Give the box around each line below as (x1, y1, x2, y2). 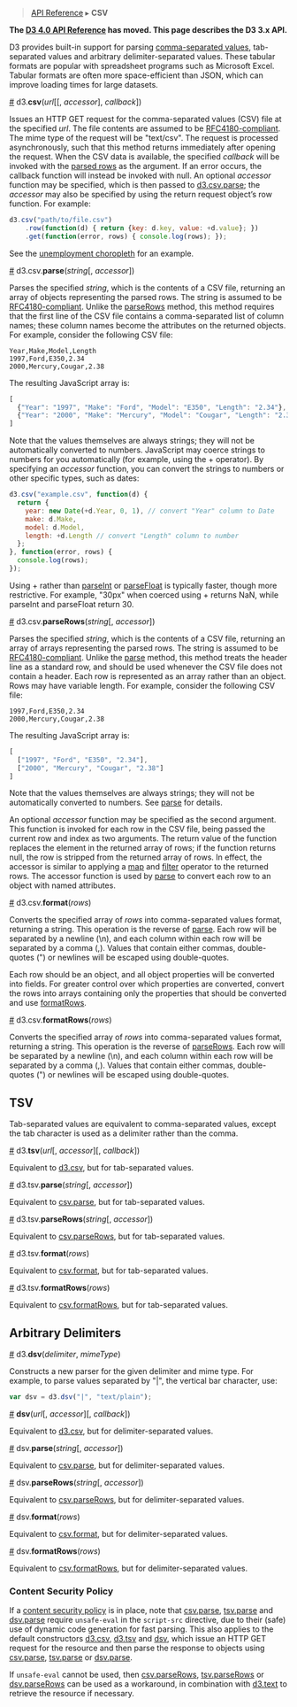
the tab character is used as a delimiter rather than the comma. (9, 1128, 239, 1139)
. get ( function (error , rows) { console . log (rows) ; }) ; (25, 232, 227, 241)
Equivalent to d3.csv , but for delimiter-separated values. (9, 1425, 214, 1436)
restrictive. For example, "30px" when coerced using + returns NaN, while (9, 589, 279, 600)
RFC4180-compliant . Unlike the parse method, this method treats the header (9, 652, 287, 662)
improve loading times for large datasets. (9, 80, 159, 89)
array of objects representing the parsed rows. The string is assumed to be (9, 291, 283, 302)
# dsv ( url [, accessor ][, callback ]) (9, 1408, 131, 1419)
